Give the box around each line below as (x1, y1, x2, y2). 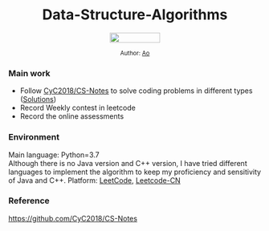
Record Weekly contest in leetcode (19, 103, 137, 113)
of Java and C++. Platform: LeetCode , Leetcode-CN (8, 175, 181, 185)
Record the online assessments (19, 111, 124, 121)
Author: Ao (120, 49, 150, 57)
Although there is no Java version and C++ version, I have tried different (8, 158, 247, 168)
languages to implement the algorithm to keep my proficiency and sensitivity (8, 167, 262, 176)
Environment (8, 132, 60, 143)
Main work (8, 67, 51, 79)
